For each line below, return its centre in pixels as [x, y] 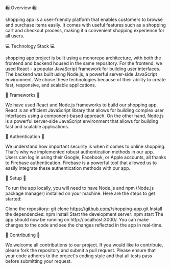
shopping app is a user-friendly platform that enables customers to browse [84, 19]
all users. [15, 36]
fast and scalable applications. [37, 127]
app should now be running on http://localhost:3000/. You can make [77, 220]
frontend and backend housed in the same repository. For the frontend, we [84, 63]
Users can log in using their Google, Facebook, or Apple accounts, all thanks [86, 157]
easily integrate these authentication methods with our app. [68, 168]
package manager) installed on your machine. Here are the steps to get [80, 193]
